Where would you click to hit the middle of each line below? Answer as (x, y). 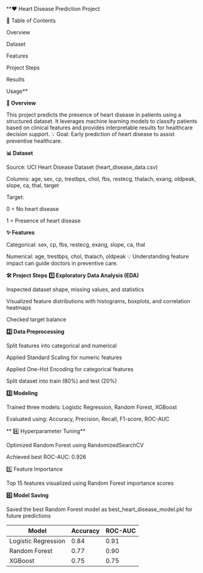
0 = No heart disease (33, 209)
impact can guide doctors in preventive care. (62, 263)
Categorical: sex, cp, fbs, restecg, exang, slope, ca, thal (76, 245)
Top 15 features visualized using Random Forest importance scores (90, 483)
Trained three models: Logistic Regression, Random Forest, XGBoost (92, 407)
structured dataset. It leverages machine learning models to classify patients (102, 121)
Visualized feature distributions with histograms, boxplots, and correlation (98, 301)
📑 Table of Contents (31, 20)
